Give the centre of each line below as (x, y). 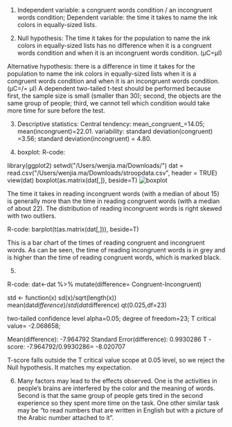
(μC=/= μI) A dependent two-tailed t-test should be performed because (109, 88)
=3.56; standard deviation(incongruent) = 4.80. (84, 139)
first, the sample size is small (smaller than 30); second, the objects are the (114, 96)
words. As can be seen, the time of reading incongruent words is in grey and (116, 250)
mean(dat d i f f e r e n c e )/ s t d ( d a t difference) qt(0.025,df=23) (87, 305)
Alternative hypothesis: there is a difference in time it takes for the (101, 66)
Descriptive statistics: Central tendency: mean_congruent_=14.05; (111, 124)
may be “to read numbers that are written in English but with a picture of (120, 410)
